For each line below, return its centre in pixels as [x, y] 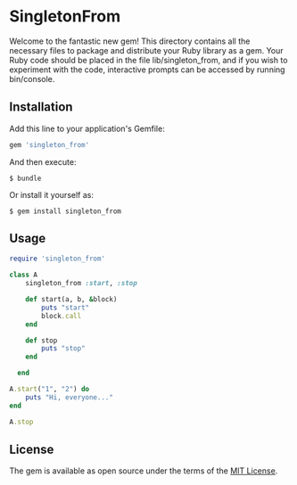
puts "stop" [64, 349]
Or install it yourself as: [51, 194]
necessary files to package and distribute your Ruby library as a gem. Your [146, 50]
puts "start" [66, 308]
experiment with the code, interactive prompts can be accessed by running [147, 70]
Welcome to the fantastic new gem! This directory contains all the [130, 41]
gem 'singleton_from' [49, 144]
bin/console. [32, 78]
